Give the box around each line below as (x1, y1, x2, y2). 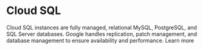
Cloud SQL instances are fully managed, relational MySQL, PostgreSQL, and (6, 24, 197, 31)
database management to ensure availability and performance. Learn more (6, 37, 194, 44)
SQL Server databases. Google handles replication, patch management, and (6, 30, 198, 37)
